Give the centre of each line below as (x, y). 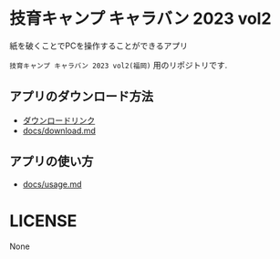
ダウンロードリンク (59, 120)
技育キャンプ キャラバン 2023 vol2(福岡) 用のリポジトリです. (119, 65)
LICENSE (43, 221)
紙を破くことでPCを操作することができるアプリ (99, 46)
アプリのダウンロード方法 (81, 97)
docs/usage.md (52, 184)
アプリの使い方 (52, 162)
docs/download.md (59, 130)
